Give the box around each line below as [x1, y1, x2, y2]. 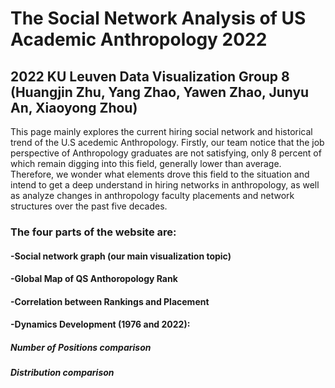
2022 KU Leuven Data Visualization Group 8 [10, 68, 290, 85]
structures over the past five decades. [10, 200, 168, 212]
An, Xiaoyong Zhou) [10, 99, 138, 116]
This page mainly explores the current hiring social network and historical [10, 126, 313, 137]
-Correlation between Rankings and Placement [10, 295, 210, 307]
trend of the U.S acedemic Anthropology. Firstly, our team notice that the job [10, 137, 325, 148]
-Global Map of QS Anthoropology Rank [10, 273, 178, 285]
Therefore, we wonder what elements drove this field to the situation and [10, 168, 310, 180]
